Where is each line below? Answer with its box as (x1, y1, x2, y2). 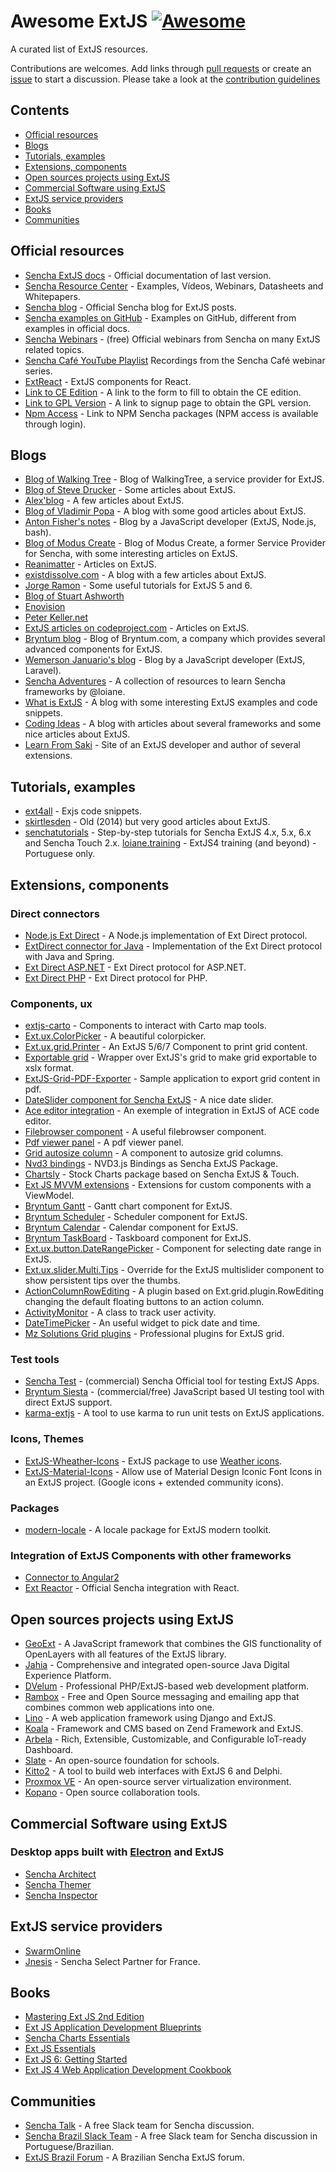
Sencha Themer (24, 1878, 92, 1890)
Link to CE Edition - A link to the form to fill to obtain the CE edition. (24, 386, 302, 398)
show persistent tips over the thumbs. (24, 1275, 181, 1287)
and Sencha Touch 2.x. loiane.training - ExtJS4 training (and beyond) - (24, 837, 317, 849)
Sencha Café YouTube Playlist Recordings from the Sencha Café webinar (24, 354, 326, 366)
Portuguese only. (24, 848, 96, 860)
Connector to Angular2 (24, 1571, 120, 1584)
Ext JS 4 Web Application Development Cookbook (24, 2064, 232, 2076)
